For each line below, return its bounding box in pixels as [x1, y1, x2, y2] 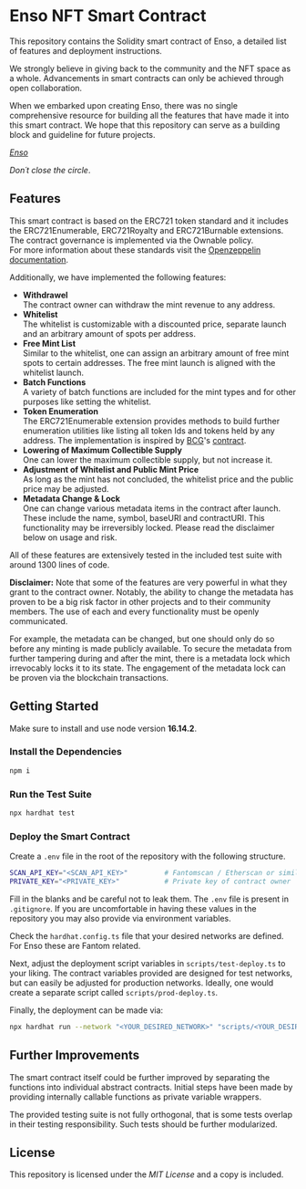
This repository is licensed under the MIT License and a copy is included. [9, 1169, 284, 1180]
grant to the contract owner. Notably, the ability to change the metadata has [9, 586, 294, 598]
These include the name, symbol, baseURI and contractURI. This [22, 512, 266, 523]
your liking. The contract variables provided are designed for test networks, [9, 967, 293, 978]
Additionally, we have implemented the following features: [9, 271, 227, 283]
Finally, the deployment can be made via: [9, 1005, 164, 1016]
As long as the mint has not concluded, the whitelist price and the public [22, 474, 294, 485]
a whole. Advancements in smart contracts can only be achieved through [9, 72, 284, 83]
